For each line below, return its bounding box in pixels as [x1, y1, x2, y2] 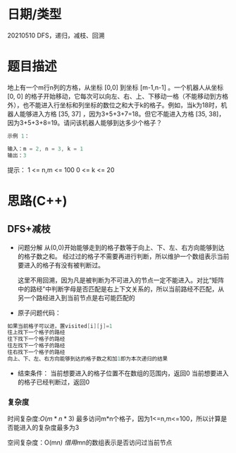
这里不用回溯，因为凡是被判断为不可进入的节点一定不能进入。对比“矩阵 [17, 276, 224, 284]
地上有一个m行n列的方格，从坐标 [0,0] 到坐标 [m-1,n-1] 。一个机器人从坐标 [7, 83, 224, 92]
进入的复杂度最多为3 [19, 423, 80, 432]
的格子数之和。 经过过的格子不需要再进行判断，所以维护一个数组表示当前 [17, 252, 230, 260]
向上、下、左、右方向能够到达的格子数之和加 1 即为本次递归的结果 [7, 355, 168, 362]
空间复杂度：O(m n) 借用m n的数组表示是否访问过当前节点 [7, 438, 173, 447]
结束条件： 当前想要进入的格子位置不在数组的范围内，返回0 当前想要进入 [17, 368, 229, 377]
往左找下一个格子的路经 [7, 342, 66, 349]
